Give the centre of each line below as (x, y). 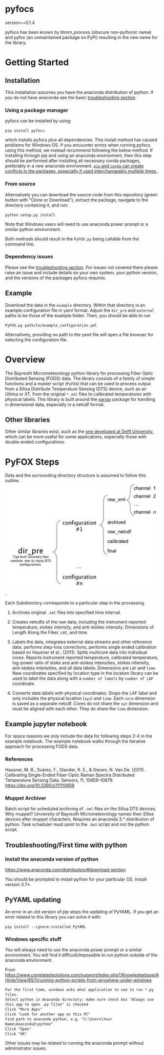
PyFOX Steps (32, 462)
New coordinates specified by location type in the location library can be (85, 673)
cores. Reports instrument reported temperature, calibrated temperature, (85, 657)
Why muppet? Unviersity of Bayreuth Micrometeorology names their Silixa (79, 814)
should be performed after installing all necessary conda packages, (73, 161)
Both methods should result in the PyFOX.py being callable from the (72, 238)
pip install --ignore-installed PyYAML (46, 927)
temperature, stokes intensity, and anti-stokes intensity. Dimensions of (83, 627)
